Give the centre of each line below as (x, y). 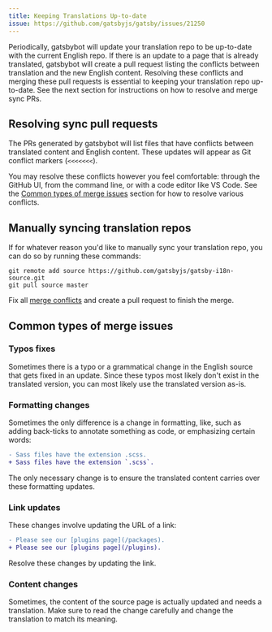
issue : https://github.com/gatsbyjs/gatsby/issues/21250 (107, 24)
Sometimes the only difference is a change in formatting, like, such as (125, 422)
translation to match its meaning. (63, 619)
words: (20, 440)
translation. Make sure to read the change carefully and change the (121, 611)
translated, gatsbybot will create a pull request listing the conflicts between (134, 64)
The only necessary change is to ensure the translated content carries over (134, 478)
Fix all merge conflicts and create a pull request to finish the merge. (121, 301)
